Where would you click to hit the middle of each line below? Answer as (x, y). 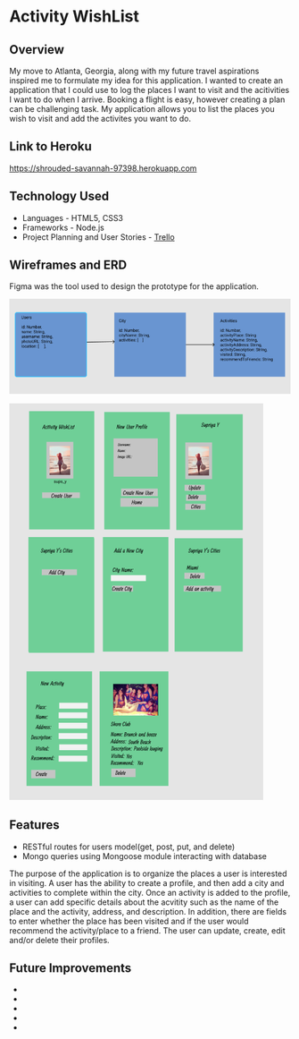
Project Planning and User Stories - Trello (99, 237)
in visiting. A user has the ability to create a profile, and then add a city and (147, 882)
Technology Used (59, 196)
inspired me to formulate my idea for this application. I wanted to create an (146, 81)
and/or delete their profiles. (59, 940)
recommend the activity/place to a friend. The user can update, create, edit (147, 930)
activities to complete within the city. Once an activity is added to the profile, (150, 892)
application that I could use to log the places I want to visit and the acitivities (149, 90)
